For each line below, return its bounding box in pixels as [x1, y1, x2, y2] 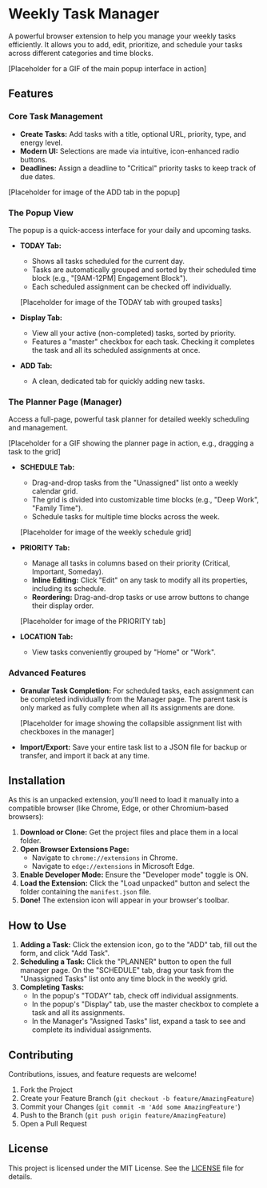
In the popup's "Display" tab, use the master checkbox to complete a [31, 999, 260, 1009]
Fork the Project [19, 1085, 74, 1094]
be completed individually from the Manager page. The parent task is [19, 694, 248, 704]
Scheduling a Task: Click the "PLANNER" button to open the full [19, 957, 232, 966]
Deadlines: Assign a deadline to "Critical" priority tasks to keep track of [19, 163, 257, 173]
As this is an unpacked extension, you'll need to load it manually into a [8, 795, 240, 805]
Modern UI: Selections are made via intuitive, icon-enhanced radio [19, 146, 240, 156]
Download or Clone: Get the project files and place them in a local [19, 827, 238, 837]
